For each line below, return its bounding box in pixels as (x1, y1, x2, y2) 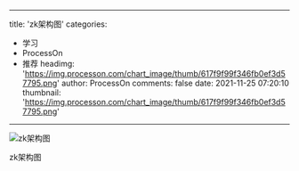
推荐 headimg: (21, 59, 76, 69)
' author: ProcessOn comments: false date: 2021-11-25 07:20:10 (56, 77, 289, 88)
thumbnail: (21, 87, 61, 98)
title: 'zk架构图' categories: (9, 19, 108, 29)
